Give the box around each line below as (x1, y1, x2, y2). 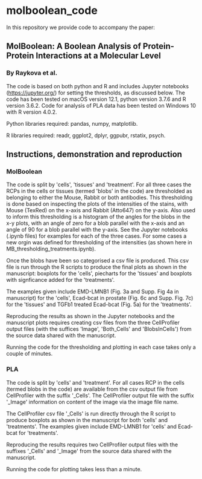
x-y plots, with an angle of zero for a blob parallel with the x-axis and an (6, 220, 185, 227)
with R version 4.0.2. (6, 108, 57, 116)
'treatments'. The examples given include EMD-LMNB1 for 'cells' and (6, 423, 177, 430)
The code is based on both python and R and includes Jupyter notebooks (6, 82, 189, 90)
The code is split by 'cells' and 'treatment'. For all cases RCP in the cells (6, 379, 185, 386)
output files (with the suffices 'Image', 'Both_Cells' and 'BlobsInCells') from (6, 325, 192, 333)
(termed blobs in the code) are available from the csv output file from (6, 385, 178, 393)
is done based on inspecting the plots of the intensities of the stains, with (6, 200, 188, 207)
